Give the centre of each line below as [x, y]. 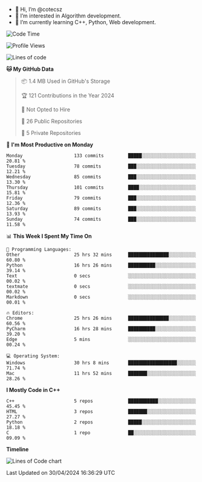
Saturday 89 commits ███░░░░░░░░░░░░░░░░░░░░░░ [101, 209]
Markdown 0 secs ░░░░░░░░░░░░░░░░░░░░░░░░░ [101, 297]
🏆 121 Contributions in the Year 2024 [68, 96]
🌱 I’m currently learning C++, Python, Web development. [85, 22]
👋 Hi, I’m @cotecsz [38, 9]
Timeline [18, 449]
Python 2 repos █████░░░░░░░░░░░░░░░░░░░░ [101, 422]
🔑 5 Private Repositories [51, 133]
